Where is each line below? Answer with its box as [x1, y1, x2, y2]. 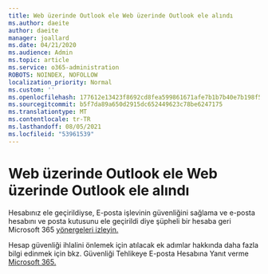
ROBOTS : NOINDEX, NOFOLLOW [8, 71, 98, 79]
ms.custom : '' [8, 85, 56, 94]
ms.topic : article [8, 57, 69, 65]
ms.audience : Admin [8, 49, 73, 57]
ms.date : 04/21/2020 [8, 41, 77, 49]
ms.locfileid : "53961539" [8, 130, 94, 138]
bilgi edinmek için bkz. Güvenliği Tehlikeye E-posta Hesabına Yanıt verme [8, 249, 249, 258]
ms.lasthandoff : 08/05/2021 [8, 123, 102, 131]
